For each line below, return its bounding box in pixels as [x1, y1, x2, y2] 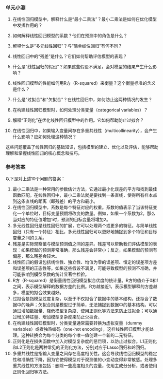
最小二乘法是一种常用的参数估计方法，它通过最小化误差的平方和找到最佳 [12, 186, 157, 192]
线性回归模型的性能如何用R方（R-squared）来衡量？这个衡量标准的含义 [12, 80, 156, 86]
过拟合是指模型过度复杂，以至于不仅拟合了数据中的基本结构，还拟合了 [12, 296, 153, 302]
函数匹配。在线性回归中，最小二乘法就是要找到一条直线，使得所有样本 [12, 192, 153, 198]
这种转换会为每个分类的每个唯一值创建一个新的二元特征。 [21, 332, 136, 338]
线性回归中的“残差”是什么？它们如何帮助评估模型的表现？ [12, 54, 128, 59]
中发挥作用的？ [12, 22, 43, 28]
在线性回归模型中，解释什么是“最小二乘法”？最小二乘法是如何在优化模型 [12, 16, 157, 22]
